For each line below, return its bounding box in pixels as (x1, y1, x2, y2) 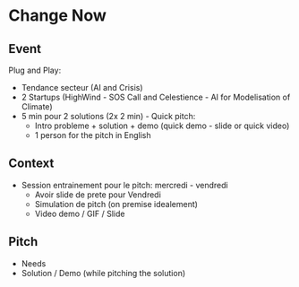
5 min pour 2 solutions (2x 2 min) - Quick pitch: (21, 111, 196, 121)
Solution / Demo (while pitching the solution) (21, 267, 186, 278)
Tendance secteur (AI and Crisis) (21, 83, 144, 92)
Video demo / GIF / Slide (34, 208, 125, 219)
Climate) (21, 101, 53, 112)
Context (8, 156, 55, 171)
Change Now (8, 5, 107, 26)
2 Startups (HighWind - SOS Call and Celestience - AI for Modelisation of (21, 91, 291, 102)
